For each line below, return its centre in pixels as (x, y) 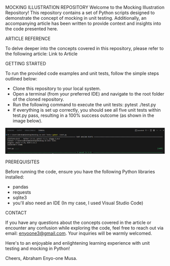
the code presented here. (32, 29)
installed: (15, 177)
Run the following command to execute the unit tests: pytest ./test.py (84, 105)
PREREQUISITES (22, 162)
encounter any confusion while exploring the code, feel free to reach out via (84, 228)
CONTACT (16, 212)
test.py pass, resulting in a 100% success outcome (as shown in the (83, 115)
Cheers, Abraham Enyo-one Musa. (41, 258)
